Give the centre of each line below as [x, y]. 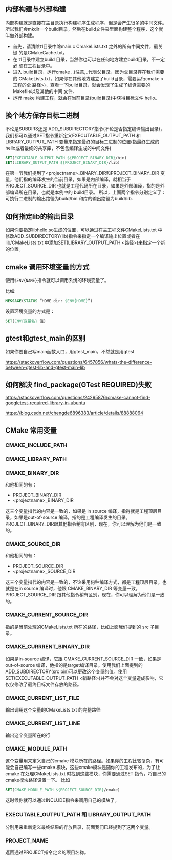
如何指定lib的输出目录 [40, 217]
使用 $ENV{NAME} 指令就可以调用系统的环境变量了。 [57, 280]
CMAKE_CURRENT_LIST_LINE [43, 723]
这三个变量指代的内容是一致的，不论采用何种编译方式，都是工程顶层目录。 [84, 582]
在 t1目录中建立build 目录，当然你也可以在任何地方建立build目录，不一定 [89, 59]
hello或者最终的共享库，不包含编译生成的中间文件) [58, 148]
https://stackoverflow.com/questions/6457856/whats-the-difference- [79, 362]
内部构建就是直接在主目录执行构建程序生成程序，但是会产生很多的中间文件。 [86, 23]
